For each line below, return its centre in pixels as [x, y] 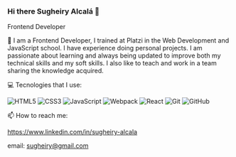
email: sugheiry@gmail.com [48, 146]
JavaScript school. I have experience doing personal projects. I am [105, 48]
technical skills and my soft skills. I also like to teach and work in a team [112, 63]
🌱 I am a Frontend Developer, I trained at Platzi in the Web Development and [118, 40]
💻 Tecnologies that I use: [45, 85]
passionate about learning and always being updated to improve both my [114, 55]
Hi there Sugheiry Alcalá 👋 [54, 11]
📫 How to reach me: [38, 116]
